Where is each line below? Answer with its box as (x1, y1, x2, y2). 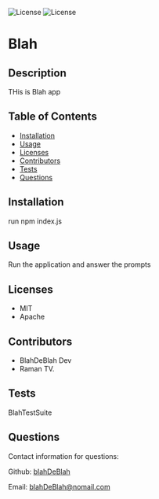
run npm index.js (8, 216, 63, 226)
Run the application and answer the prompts (8, 260, 151, 269)
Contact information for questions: (8, 451, 119, 460)
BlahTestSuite (8, 408, 52, 417)
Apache (19, 312, 45, 322)
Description (8, 66, 67, 79)
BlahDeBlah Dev (19, 356, 72, 365)
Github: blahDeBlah (8, 467, 70, 476)
